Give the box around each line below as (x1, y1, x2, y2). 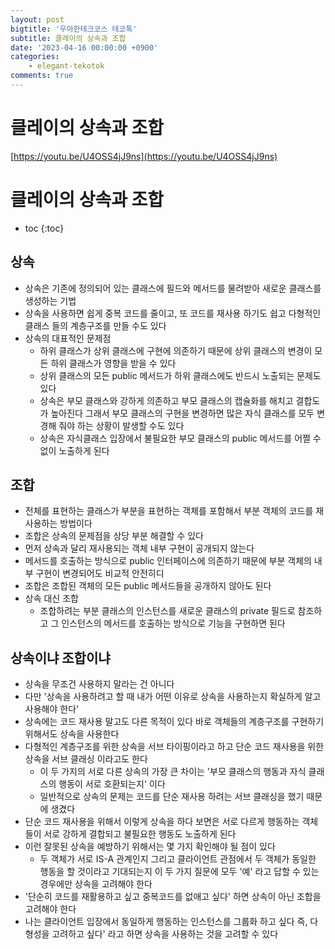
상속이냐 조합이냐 (10, 649, 111, 666)
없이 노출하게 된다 (39, 444, 110, 456)
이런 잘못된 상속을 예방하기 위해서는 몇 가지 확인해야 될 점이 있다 (24, 841, 276, 853)
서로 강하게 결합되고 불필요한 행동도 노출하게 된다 (43, 828, 237, 840)
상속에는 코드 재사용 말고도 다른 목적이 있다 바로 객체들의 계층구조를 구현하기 (24, 716, 325, 728)
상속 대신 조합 (24, 592, 79, 605)
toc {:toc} (24, 222, 65, 234)
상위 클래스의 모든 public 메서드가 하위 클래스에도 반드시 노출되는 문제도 (39, 369, 322, 381)
